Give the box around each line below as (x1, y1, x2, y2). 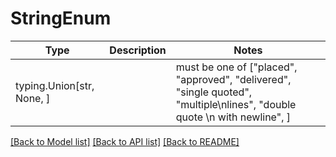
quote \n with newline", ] (175, 110, 291, 124)
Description (109, 43, 167, 57)
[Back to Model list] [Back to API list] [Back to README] (10, 135, 240, 147)
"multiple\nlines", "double (175, 97, 297, 111)
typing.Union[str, (15, 78, 95, 92)
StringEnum (10, 7, 112, 30)
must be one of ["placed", (175, 60, 298, 74)
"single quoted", (175, 85, 253, 99)
